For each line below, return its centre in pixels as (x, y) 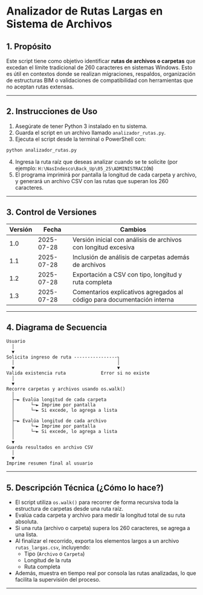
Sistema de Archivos (59, 24)
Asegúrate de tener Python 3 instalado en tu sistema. (81, 126)
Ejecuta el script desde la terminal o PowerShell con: (80, 139)
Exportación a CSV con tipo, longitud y (127, 274)
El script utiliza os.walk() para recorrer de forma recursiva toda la (97, 502)
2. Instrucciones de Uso (52, 111)
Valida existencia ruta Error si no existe (78, 373)
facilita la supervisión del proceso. (58, 580)
